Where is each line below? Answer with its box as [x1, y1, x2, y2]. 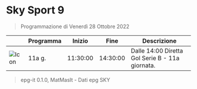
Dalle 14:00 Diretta [131, 46, 184, 54]
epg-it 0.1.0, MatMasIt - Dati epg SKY [20, 76, 110, 83]
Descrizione [142, 36, 177, 44]
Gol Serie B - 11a [131, 54, 180, 62]
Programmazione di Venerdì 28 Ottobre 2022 [20, 23, 130, 30]
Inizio [72, 36, 89, 44]
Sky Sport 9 [6, 4, 64, 17]
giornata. [131, 61, 156, 69]
